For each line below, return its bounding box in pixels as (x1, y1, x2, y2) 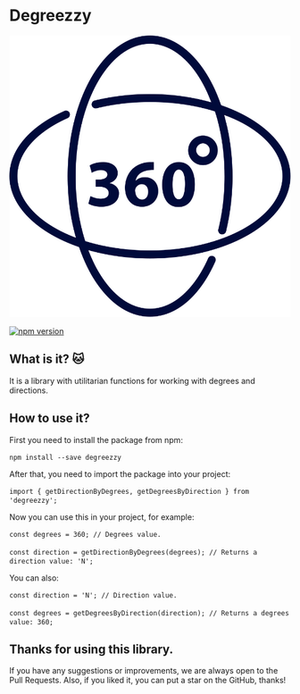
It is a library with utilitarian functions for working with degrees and (9, 375, 256, 386)
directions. (9, 385, 49, 396)
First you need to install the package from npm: (9, 434, 183, 445)
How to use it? (9, 411, 90, 426)
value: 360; (9, 617, 54, 626)
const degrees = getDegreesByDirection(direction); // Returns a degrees (9, 608, 290, 617)
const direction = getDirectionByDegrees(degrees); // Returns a (9, 548, 257, 556)
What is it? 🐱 (9, 352, 85, 367)
